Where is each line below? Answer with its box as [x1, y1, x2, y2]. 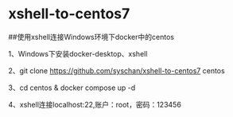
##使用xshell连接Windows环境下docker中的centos [8, 32, 175, 41]
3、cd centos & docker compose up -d [8, 83, 136, 92]
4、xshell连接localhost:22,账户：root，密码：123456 [8, 99, 181, 109]
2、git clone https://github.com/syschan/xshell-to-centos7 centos [8, 65, 225, 76]
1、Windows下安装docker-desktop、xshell [8, 49, 148, 58]
